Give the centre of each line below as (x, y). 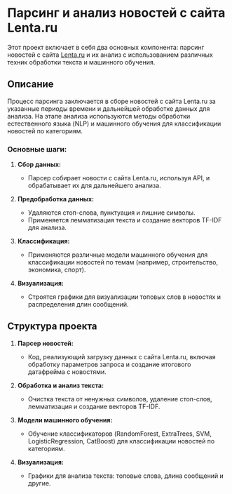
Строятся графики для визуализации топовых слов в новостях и (124, 297)
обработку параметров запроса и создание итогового (109, 364)
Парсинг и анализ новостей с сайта (116, 13)
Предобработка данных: (56, 199)
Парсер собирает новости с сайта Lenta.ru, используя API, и (119, 178)
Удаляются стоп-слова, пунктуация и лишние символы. (111, 213)
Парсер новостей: (45, 343)
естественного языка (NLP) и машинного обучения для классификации (114, 123)
